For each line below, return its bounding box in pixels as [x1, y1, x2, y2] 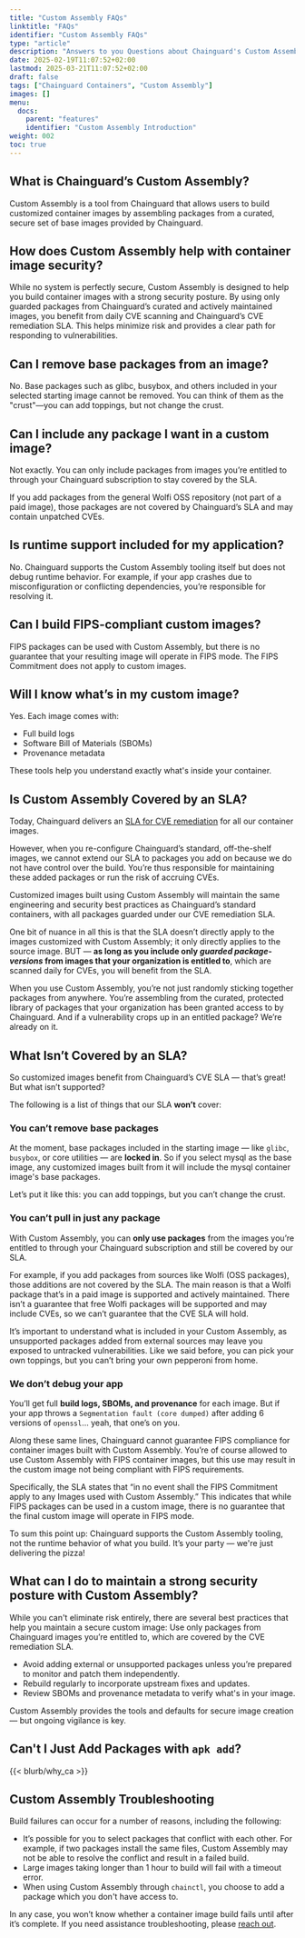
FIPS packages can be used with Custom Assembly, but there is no [9, 641, 261, 652]
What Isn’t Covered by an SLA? [9, 1047, 188, 1064]
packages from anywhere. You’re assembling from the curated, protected [9, 993, 284, 1004]
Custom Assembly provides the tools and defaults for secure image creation [9, 1705, 294, 1716]
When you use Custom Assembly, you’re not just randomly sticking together [9, 983, 294, 994]
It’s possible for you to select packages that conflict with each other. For [22, 1833, 293, 1844]
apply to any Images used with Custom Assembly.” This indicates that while [9, 1491, 292, 1502]
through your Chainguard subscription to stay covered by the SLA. [9, 475, 258, 484]
